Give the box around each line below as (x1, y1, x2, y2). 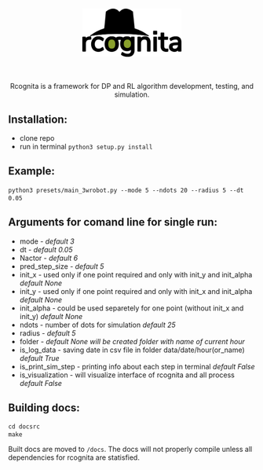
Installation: (8, 112, 68, 126)
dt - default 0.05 (19, 244, 73, 254)
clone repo (19, 134, 55, 143)
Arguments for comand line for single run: (8, 215, 218, 229)
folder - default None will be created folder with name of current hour (19, 336, 246, 346)
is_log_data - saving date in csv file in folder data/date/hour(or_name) (19, 345, 245, 354)
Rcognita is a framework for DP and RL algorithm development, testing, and (10, 82, 254, 91)
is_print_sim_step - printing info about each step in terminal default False (19, 362, 255, 371)
